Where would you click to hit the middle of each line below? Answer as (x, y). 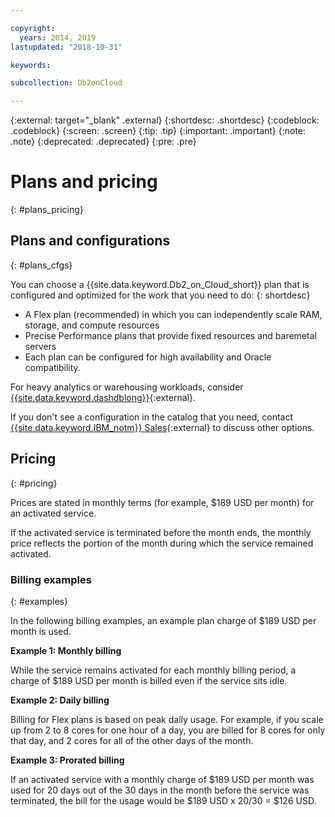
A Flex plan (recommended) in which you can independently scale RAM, (173, 314)
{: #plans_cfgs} (41, 265)
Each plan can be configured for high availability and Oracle (148, 357)
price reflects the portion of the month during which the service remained (162, 543)
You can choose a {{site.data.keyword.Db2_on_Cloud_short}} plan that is (160, 284)
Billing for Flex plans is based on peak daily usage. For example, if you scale (167, 719)
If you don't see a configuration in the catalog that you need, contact (151, 417)
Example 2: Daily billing (60, 700)
